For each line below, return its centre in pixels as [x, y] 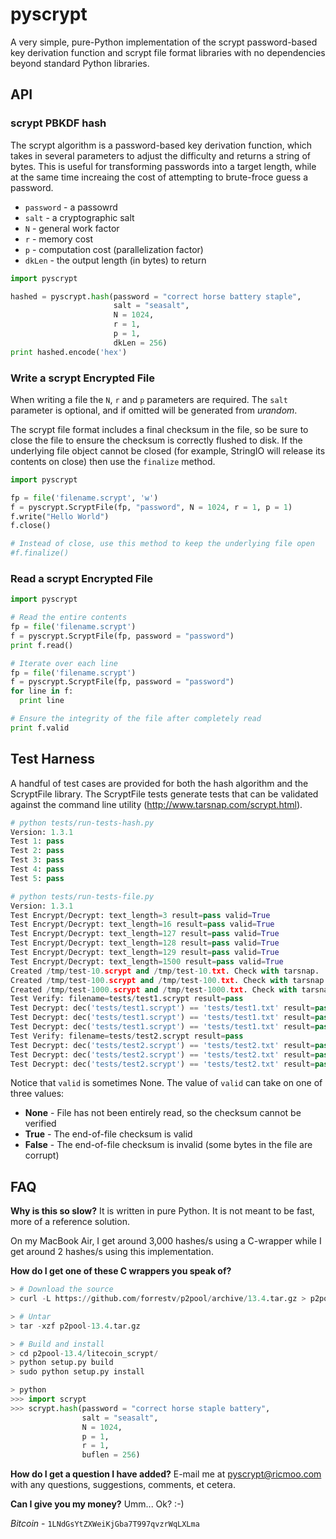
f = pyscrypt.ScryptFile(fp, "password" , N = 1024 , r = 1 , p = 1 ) [151, 507]
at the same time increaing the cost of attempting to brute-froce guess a [159, 177]
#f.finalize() [40, 553]
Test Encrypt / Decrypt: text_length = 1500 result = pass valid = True [147, 961]
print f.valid [40, 728]
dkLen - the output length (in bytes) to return [115, 260]
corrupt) [42, 1155]
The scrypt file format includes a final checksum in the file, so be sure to [159, 429]
